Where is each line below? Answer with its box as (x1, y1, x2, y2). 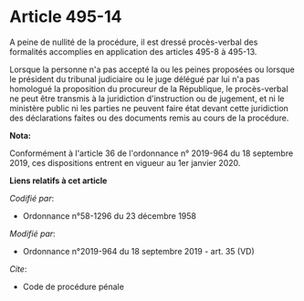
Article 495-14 (9, 6, 122, 27)
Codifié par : (9, 192, 55, 203)
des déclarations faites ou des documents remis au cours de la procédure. (9, 112, 289, 123)
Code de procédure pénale (22, 281, 125, 292)
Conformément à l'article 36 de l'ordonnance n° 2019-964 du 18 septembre (9, 148, 294, 159)
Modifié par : (9, 228, 57, 239)
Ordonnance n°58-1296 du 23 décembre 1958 (22, 210, 196, 221)
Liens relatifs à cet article (9, 175, 108, 186)
